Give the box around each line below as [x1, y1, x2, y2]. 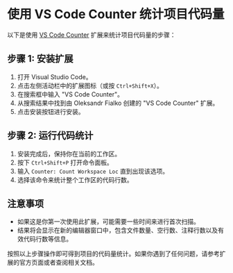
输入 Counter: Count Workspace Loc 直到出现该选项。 [17, 167, 169, 175]
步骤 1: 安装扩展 [7, 53, 74, 65]
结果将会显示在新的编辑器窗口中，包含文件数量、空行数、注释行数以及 [17, 226, 218, 235]
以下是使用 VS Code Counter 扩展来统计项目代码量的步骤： [7, 31, 176, 39]
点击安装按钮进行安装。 [17, 107, 85, 115]
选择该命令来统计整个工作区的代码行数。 [17, 175, 133, 184]
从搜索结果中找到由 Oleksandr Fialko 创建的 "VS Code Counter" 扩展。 [17, 99, 219, 107]
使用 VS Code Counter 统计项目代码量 [7, 6, 225, 22]
